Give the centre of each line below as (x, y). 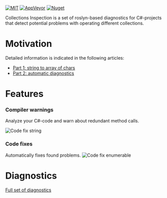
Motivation (29, 44)
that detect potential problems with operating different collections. (75, 23)
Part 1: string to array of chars (44, 68)
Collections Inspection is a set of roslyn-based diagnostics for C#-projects (83, 18)
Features (24, 94)
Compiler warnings (29, 110)
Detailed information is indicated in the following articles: (65, 58)
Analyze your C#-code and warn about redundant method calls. (72, 121)
